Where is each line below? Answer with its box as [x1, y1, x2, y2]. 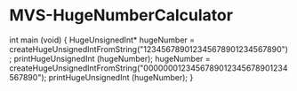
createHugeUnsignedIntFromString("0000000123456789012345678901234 [9, 63, 288, 73]
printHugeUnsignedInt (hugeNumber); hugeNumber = [13, 53, 211, 64]
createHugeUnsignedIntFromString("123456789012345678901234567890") [9, 43, 289, 54]
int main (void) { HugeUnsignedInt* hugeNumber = [9, 34, 196, 45]
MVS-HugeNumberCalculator [9, 5, 234, 26]
